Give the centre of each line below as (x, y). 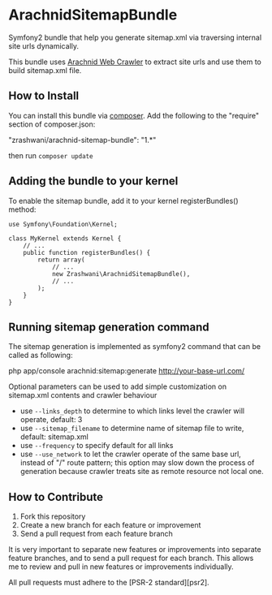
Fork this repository (53, 516)
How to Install (44, 96)
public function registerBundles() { (87, 252)
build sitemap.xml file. (45, 70)
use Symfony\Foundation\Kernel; (63, 224)
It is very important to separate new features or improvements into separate (135, 550)
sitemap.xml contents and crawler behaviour (83, 395)
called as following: (41, 356)
